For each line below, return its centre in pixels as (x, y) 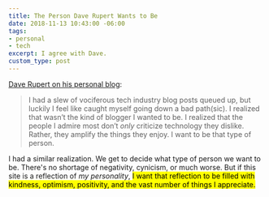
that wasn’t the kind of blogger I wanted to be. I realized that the (136, 117)
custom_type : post (39, 62)
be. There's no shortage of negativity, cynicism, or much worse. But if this (132, 167)
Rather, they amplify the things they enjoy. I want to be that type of (140, 134)
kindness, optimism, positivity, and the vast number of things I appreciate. (132, 184)
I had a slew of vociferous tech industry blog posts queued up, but (139, 100)
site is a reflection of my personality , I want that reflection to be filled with (132, 176)
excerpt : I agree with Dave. (58, 54)
